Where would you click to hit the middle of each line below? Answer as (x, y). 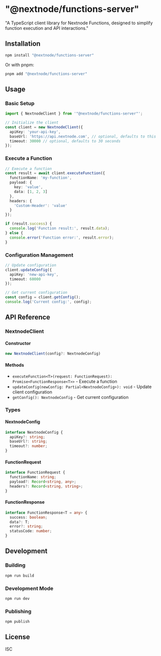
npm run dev (17, 598)
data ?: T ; (20, 522)
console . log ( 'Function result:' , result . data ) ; (60, 229)
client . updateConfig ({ (28, 270)
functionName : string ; (33, 477)
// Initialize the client (32, 123)
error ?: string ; (26, 526)
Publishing (18, 611)
